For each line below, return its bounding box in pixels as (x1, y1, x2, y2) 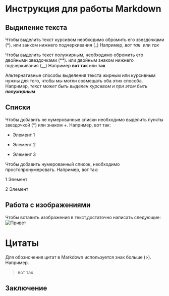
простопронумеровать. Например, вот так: (5, 166, 98, 173)
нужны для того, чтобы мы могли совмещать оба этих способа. (5, 78, 143, 83)
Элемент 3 (12, 151, 36, 157)
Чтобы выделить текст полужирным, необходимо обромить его (5, 52, 144, 58)
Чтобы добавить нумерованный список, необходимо (5, 161, 120, 167)
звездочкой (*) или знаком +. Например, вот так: (5, 122, 111, 128)
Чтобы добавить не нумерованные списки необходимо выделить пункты (5, 116, 164, 122)
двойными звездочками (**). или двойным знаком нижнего (5, 57, 134, 63)
